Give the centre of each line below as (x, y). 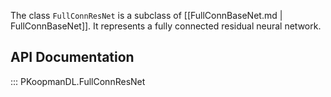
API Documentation (72, 57)
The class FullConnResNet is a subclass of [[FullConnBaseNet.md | (146, 15)
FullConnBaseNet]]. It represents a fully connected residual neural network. (166, 26)
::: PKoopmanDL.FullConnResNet (78, 81)
